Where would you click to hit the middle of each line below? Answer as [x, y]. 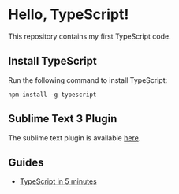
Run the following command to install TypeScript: [88, 80]
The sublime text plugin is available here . [75, 138]
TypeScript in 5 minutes [58, 181]
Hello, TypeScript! [69, 15]
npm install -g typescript [52, 95]
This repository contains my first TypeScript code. [89, 36]
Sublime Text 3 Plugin [63, 119]
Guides [26, 162]
